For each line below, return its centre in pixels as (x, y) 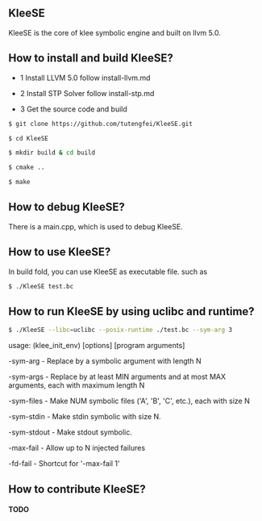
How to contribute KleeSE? (77, 489)
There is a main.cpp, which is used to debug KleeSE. (96, 226)
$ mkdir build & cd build (52, 153)
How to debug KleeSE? (67, 207)
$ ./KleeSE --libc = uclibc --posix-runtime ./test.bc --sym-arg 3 (120, 330)
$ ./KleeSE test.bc (41, 286)
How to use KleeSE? (60, 252)
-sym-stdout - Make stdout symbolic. (71, 432)
